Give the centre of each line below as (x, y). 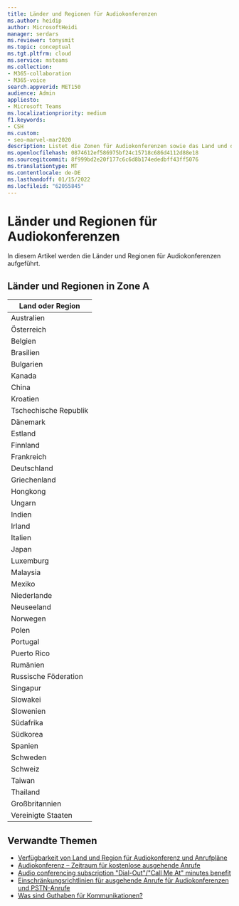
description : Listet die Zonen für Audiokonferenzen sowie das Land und (117, 147)
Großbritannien (36, 804)
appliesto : (23, 100)
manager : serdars (33, 34)
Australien (28, 318)
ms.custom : (23, 133)
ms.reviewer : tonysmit (41, 41)
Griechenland (33, 480)
